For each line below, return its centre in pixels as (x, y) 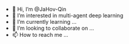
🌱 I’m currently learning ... (44, 22)
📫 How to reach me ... (40, 35)
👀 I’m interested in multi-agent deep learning (68, 15)
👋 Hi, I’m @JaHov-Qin (39, 9)
